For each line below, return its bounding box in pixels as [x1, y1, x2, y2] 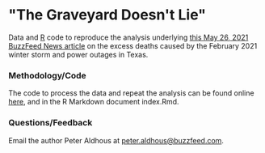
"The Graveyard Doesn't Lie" [8, 6, 206, 24]
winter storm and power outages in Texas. [8, 49, 149, 59]
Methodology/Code [8, 70, 86, 81]
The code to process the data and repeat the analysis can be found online [8, 88, 254, 98]
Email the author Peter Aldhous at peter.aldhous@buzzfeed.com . [8, 135, 225, 145]
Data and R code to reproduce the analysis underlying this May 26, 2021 [8, 32, 249, 42]
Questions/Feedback [8, 117, 93, 129]
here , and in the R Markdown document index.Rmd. [8, 97, 179, 107]
